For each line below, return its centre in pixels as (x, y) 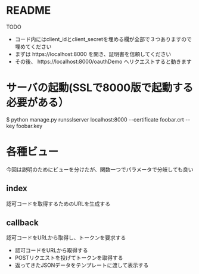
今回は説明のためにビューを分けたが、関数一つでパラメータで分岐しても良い (100, 169)
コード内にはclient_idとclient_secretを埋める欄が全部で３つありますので (103, 39)
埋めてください (33, 46)
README (29, 10)
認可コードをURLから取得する (51, 250)
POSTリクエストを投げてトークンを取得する (69, 258)
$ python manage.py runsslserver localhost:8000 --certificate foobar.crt (95, 119)
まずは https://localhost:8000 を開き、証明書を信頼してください (93, 54)
